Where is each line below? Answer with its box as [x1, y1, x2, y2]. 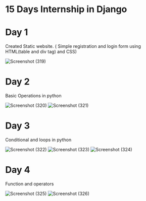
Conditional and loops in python [5, 137, 72, 143]
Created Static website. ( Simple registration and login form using [5, 43, 141, 49]
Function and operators [5, 180, 54, 187]
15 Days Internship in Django [5, 4, 127, 15]
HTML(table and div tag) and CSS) [5, 49, 77, 55]
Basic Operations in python [5, 93, 62, 99]
